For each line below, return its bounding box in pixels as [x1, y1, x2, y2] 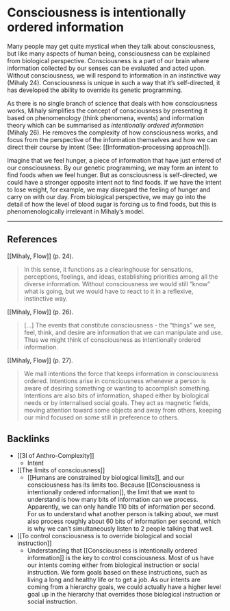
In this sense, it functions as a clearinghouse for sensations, [23, 265, 194, 273]
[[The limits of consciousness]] [16, 465, 105, 474]
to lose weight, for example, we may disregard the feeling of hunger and [7, 185, 211, 194]
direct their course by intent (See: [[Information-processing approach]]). [7, 143, 211, 151]
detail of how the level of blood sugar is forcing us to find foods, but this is [7, 200, 217, 208]
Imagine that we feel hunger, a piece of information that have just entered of [7, 156, 222, 164]
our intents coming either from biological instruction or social [27, 561, 200, 569]
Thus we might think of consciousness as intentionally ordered [23, 335, 201, 344]
